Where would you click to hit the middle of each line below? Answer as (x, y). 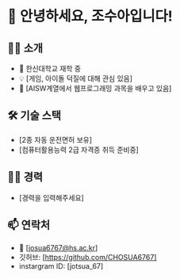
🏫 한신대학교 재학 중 (50, 69)
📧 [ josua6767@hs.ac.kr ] (58, 248)
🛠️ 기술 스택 (34, 116)
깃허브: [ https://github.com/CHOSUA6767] (88, 258)
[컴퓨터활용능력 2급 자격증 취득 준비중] (79, 149)
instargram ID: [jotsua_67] (61, 266)
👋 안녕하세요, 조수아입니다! (90, 16)
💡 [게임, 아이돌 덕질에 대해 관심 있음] (75, 78)
